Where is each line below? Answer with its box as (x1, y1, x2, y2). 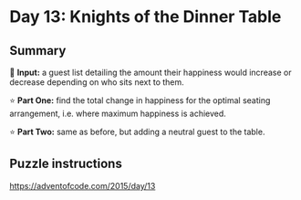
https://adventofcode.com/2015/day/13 (9, 180, 156, 191)
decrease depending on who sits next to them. (9, 77, 184, 88)
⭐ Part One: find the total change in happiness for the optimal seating (9, 95, 271, 106)
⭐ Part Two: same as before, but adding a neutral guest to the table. (9, 126, 265, 137)
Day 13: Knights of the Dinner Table (9, 6, 282, 27)
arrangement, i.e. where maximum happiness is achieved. (9, 108, 226, 119)
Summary (9, 43, 67, 58)
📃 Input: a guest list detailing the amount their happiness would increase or (9, 67, 292, 78)
